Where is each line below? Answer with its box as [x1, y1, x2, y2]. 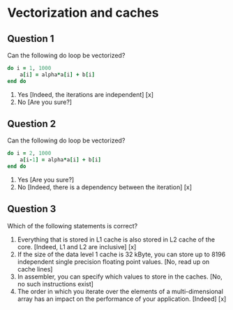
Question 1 [7, 33, 54, 45]
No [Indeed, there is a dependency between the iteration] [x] [17, 183, 193, 191]
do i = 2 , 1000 [7, 150, 52, 157]
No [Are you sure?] [17, 98, 72, 106]
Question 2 [7, 118, 57, 130]
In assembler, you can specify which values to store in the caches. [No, [17, 272, 223, 281]
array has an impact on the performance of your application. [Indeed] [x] [17, 295, 227, 303]
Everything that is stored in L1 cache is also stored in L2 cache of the [17, 235, 215, 244]
